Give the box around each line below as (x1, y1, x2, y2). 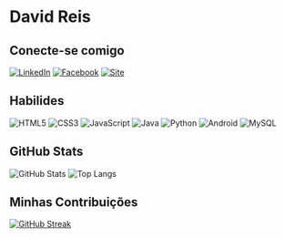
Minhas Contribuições (9, 194, 138, 211)
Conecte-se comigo (9, 43, 125, 58)
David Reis (9, 6, 91, 27)
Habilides (9, 93, 65, 109)
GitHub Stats (9, 144, 84, 160)
